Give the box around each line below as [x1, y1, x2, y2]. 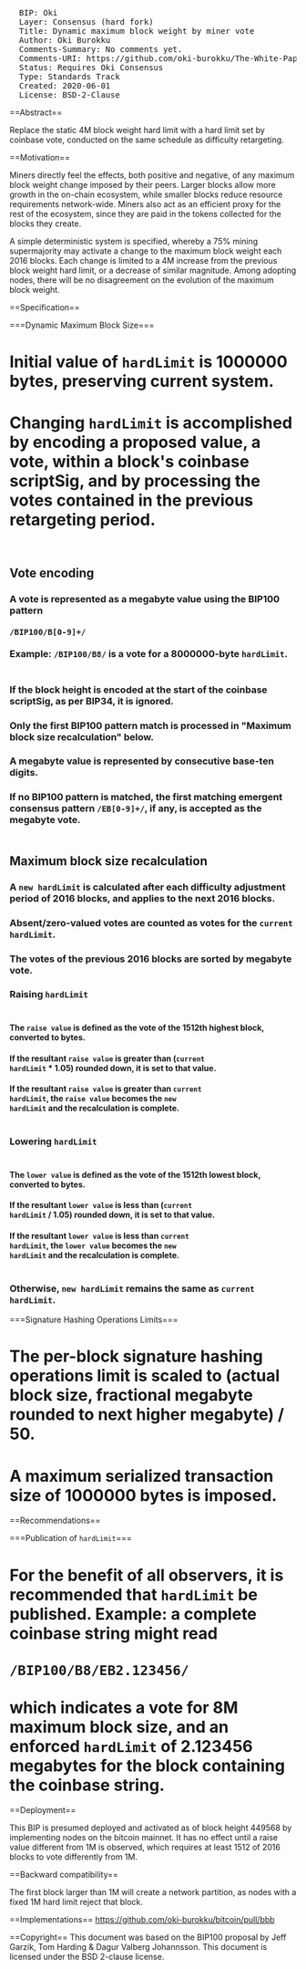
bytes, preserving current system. [9, 371, 275, 391]
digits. [9, 766, 39, 779]
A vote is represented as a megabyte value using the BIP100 [9, 592, 280, 605]
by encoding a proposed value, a [9, 432, 261, 453]
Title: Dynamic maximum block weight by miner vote [18, 26, 255, 36]
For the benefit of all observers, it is [9, 1565, 284, 1586]
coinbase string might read [9, 1623, 219, 1643]
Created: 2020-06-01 [18, 81, 111, 90]
